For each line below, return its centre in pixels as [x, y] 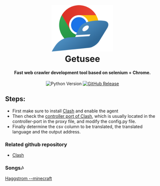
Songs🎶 [14, 168]
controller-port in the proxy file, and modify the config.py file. [74, 121]
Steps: [15, 99]
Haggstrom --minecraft [29, 179]
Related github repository [36, 144]
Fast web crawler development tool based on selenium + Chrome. [82, 73]
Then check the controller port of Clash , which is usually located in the [84, 116]
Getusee [82, 59]
